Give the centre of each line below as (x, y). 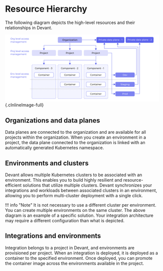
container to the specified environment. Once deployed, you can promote (79, 258)
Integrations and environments (53, 236)
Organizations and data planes (53, 120)
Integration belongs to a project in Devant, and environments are (70, 248)
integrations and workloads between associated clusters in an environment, (81, 190)
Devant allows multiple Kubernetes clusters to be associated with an (74, 175)
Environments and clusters (47, 163)
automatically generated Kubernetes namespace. (54, 148)
